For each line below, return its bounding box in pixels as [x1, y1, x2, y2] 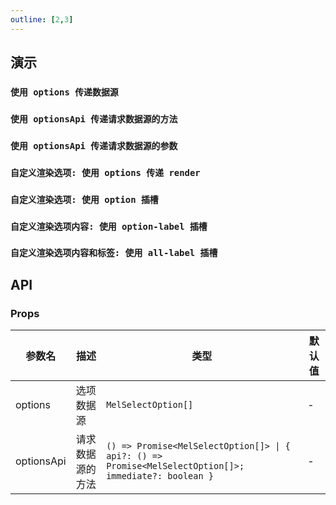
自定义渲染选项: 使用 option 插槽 [10, 194, 159, 205]
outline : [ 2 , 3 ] [10, 14, 74, 25]
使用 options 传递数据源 [10, 86, 119, 98]
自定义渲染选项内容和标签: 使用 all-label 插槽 [10, 247, 218, 259]
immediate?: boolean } [106, 471, 214, 482]
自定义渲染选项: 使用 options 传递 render [10, 167, 201, 178]
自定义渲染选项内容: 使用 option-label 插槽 [10, 221, 208, 232]
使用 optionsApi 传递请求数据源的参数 [10, 140, 178, 151]
